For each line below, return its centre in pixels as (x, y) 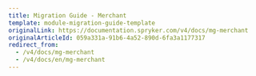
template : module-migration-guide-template (82, 23)
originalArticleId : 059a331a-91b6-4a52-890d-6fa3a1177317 (107, 38)
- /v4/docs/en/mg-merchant (60, 60)
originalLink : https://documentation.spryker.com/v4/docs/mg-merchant (128, 30)
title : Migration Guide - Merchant (68, 15)
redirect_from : (34, 45)
